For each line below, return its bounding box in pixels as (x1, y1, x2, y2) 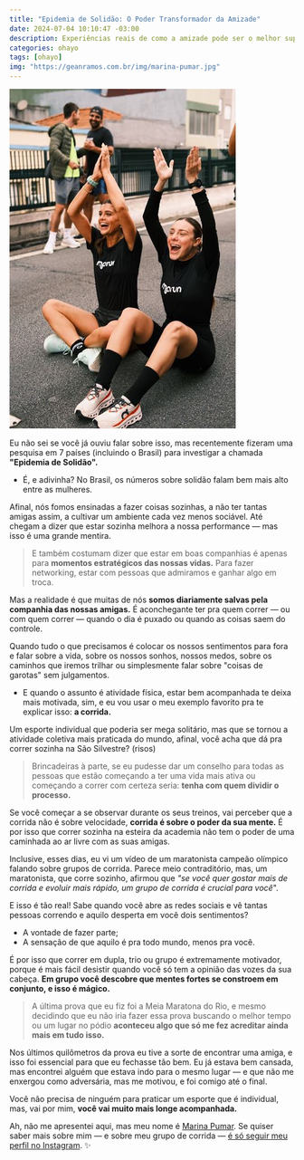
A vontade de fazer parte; (22, 927, 119, 937)
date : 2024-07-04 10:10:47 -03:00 (9, 24, 140, 34)
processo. (31, 790, 71, 800)
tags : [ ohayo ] (9, 53, 63, 62)
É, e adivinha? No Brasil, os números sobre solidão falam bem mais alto (22, 475, 289, 484)
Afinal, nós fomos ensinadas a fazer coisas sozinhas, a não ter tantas (9, 502, 268, 512)
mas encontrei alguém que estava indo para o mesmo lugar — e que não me (9, 1067, 294, 1077)
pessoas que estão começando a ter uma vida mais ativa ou (31, 771, 256, 781)
